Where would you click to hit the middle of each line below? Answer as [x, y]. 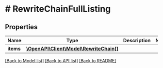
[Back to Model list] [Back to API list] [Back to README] [61, 61]
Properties [21, 27]
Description [137, 41]
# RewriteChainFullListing [58, 9]
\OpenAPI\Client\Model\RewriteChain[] [72, 49]
